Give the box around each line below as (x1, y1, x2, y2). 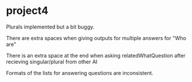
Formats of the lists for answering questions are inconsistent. (6, 69, 154, 76)
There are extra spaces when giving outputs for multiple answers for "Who (6, 34, 186, 41)
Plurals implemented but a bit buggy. (6, 23, 95, 30)
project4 (6, 4, 49, 17)
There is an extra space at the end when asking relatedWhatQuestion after (6, 52, 186, 59)
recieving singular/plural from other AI (6, 58, 98, 65)
